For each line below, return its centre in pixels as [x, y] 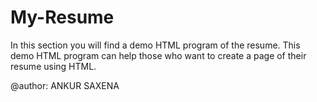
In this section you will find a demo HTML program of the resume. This [155, 45]
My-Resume [62, 17]
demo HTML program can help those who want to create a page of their [158, 55]
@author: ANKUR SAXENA [65, 85]
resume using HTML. [53, 66]
